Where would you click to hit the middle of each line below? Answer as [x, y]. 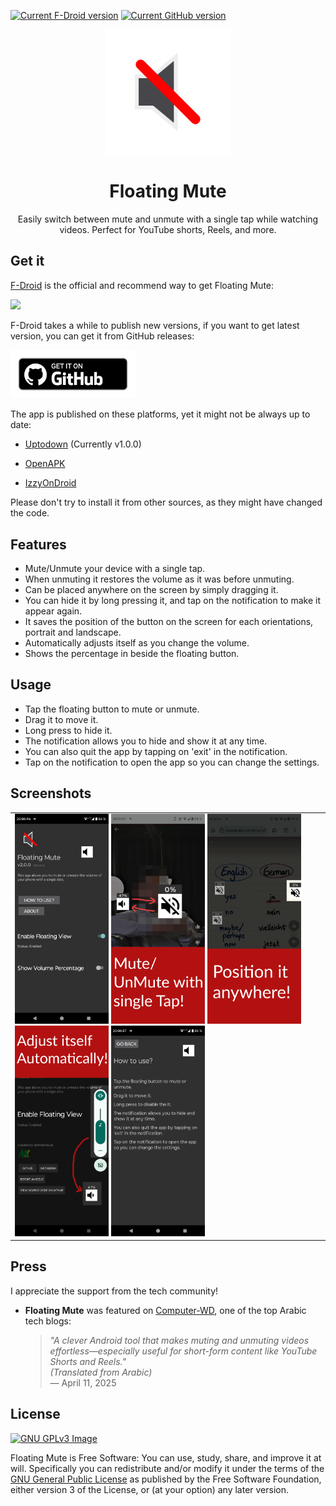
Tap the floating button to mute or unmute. [112, 709]
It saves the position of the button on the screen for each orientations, [169, 621]
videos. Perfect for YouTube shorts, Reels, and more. [168, 229]
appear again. [53, 611]
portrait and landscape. [73, 632]
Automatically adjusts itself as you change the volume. [137, 642]
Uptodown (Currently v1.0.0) [83, 444]
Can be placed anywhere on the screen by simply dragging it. [151, 589]
